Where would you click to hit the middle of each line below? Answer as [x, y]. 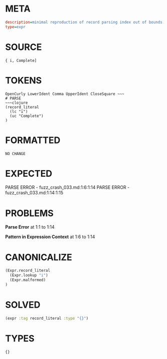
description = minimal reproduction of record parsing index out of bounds [84, 22]
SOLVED [23, 305]
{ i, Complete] [21, 60]
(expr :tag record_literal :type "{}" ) [47, 318]
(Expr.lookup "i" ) [29, 275]
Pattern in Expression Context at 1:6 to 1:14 [50, 237]
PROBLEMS [29, 213]
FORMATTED [33, 140]
